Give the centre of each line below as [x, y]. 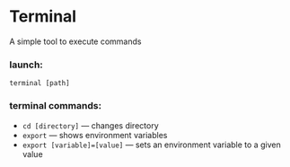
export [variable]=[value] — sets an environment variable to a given [151, 145]
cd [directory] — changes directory [90, 125]
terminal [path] [40, 83]
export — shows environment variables [95, 135]
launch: [26, 65]
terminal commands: [55, 106]
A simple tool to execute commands [75, 41]
